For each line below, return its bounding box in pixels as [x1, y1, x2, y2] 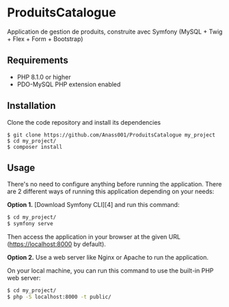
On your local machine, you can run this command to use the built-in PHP [7, 267, 214, 275]
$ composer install [7, 143, 63, 150]
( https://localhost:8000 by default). [7, 240, 106, 248]
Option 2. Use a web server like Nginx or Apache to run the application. [7, 254, 208, 262]
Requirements [7, 55, 68, 66]
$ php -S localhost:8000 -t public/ [7, 293, 111, 300]
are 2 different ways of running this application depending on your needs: [7, 187, 215, 196]
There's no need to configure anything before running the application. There [7, 180, 222, 188]
